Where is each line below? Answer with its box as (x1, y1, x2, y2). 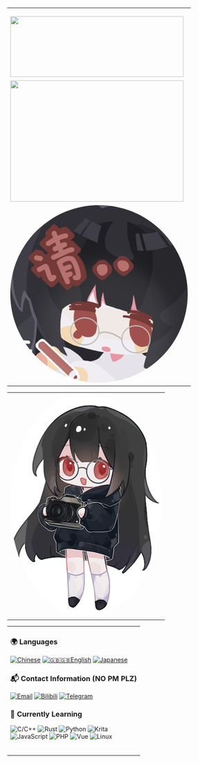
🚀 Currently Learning (10, 709, 82, 719)
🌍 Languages (10, 637, 58, 647)
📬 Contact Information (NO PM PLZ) (10, 674, 137, 683)
